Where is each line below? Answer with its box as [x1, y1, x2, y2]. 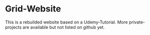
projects [5, 24, 22, 30]
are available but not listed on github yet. [23, 24, 105, 30]
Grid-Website [5, 3, 61, 14]
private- [129, 19, 146, 25]
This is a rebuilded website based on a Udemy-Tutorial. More [5, 19, 128, 25]
